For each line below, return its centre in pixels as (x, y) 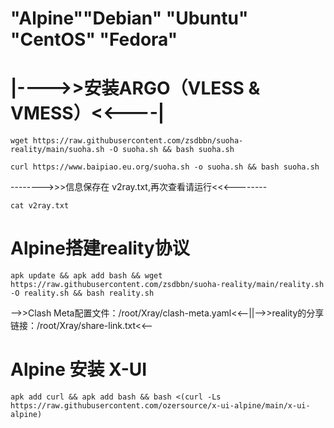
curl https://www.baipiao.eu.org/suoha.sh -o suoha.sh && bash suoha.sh (165, 167)
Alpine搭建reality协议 (100, 248)
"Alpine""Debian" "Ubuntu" (129, 18)
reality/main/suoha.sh (57, 150)
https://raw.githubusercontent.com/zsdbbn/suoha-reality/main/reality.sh (167, 285)
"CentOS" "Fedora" (94, 39)
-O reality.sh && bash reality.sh (82, 293)
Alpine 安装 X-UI (79, 369)
